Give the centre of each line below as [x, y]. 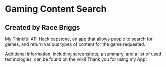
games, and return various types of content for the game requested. [75, 44]
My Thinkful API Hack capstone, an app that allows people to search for [79, 39]
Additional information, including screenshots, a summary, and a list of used [83, 54]
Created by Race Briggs [43, 27]
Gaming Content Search [56, 9]
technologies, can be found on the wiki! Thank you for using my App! [76, 59]
